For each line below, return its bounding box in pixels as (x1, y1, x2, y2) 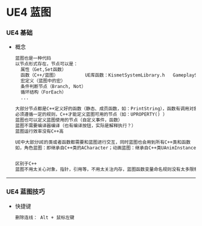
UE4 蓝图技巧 (6, 187, 45, 196)
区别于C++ (14, 161, 37, 167)
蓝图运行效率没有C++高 (14, 128, 64, 134)
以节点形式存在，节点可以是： (14, 61, 78, 67)
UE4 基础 (6, 28, 33, 37)
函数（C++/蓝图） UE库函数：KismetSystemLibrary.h (20, 72, 165, 78)
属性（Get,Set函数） (20, 67, 67, 73)
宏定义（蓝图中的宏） (20, 78, 66, 84)
